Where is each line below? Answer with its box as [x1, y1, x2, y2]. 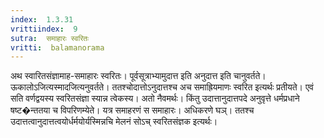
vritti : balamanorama [10, 42, 105, 53]
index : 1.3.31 [10, 14, 74, 25]
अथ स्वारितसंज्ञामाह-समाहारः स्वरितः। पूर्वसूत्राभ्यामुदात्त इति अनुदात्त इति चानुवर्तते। [10, 70, 267, 82]
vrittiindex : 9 [10, 24, 78, 34]
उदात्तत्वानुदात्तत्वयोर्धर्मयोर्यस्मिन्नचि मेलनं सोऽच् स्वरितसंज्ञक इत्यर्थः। [10, 116, 218, 128]
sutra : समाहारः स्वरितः [10, 33, 90, 43]
